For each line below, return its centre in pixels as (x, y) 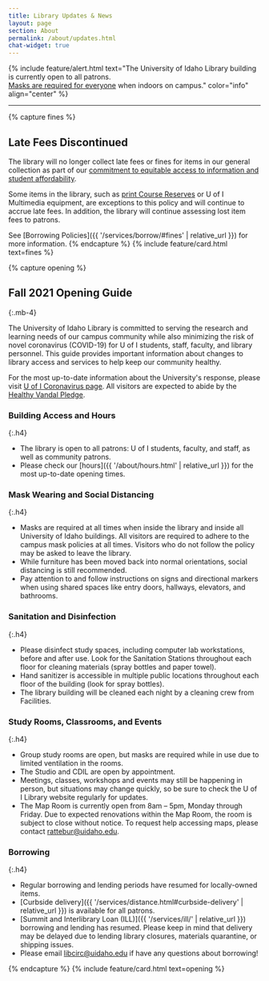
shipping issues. (47, 945)
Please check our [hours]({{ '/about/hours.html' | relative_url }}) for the (137, 465)
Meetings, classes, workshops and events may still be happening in (131, 780)
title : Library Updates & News (60, 16)
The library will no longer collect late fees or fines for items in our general (129, 161)
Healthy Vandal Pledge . (47, 395)
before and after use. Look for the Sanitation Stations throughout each (136, 658)
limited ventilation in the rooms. (72, 763)
